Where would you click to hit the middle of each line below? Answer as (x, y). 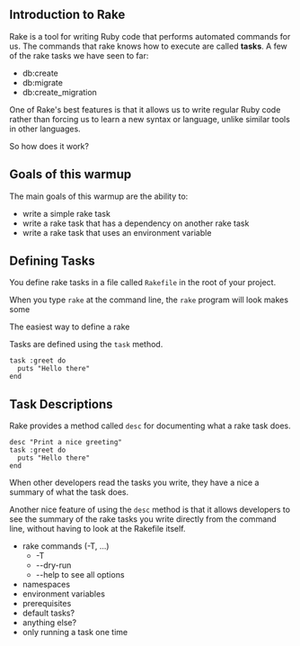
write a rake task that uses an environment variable (117, 232)
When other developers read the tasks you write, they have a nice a (134, 483)
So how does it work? (49, 146)
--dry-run (53, 565)
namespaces (46, 585)
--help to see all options (80, 575)
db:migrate (42, 82)
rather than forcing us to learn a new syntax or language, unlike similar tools (150, 119)
